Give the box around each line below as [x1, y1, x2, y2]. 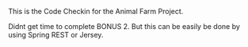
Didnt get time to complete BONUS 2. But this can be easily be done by [8, 22, 240, 31]
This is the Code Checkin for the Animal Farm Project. [8, 7, 184, 16]
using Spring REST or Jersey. [8, 31, 104, 39]
